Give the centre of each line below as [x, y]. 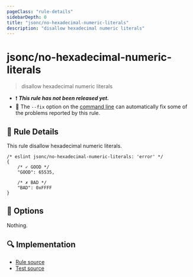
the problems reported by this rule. [58, 113]
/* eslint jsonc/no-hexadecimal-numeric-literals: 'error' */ [85, 157]
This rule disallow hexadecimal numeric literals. [64, 146]
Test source [30, 268]
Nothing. [17, 225]
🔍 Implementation [41, 245]
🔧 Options [25, 211]
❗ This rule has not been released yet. [62, 98]
